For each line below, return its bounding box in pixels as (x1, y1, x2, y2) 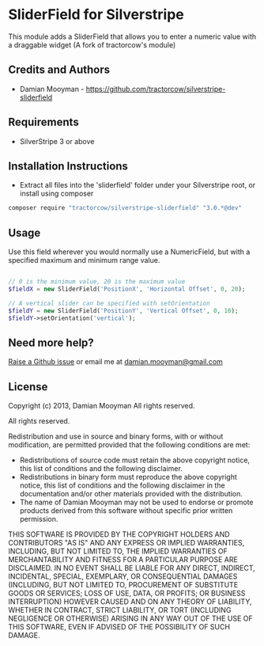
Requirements (8, 116, 79, 129)
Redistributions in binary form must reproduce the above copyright (19, 473, 237, 482)
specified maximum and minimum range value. (8, 256, 160, 265)
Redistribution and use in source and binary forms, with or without (8, 431, 224, 441)
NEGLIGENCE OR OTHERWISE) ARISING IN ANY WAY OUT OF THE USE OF (8, 614, 253, 623)
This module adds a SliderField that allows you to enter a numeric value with (8, 32, 257, 41)
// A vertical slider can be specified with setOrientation (8, 299, 211, 307)
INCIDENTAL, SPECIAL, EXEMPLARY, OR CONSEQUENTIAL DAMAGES (8, 572, 238, 581)
